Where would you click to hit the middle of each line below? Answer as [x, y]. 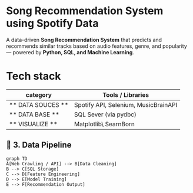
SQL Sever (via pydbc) [106, 115]
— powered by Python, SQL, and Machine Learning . [70, 52]
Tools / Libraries [126, 94]
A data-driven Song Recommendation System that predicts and [84, 40]
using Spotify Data [52, 23]
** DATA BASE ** [34, 115]
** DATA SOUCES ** [39, 104]
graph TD [17, 158]
